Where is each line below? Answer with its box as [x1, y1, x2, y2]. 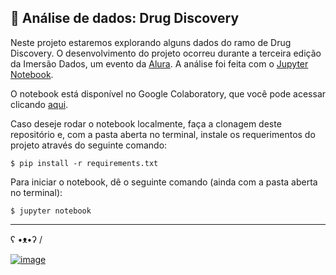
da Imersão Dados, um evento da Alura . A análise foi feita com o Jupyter [10, 57, 309, 70]
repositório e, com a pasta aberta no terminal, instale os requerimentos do [10, 128, 316, 140]
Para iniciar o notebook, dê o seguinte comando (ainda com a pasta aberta [10, 176, 318, 188]
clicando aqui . [10, 98, 69, 110]
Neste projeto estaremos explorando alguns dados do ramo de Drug [10, 36, 292, 48]
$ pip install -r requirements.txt [10, 158, 159, 168]
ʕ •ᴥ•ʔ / [10, 233, 43, 245]
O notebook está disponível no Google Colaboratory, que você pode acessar [10, 87, 327, 100]
